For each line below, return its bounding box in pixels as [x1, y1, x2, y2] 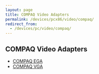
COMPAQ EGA [12, 58, 43, 64]
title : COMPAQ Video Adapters [5, 12, 70, 17]
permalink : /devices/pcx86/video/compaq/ [5, 17, 94, 22]
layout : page [5, 7, 33, 13]
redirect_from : [5, 21, 38, 27]
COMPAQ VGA [12, 63, 43, 69]
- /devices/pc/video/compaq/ [10, 26, 72, 31]
